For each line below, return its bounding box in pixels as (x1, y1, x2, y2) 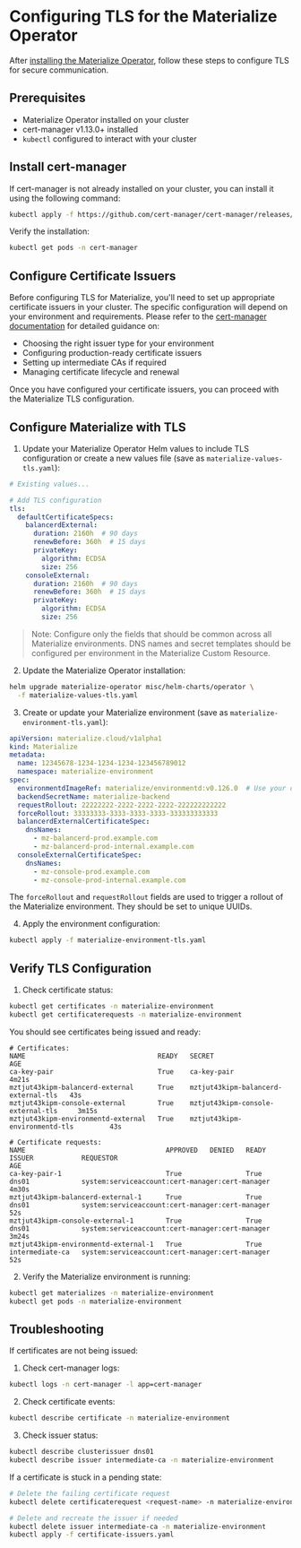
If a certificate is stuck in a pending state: (9, 1472, 162, 1483)
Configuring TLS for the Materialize (9, 6, 278, 27)
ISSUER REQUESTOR (9, 1154, 118, 1163)
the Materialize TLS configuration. (9, 393, 134, 404)
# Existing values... (9, 480, 90, 489)
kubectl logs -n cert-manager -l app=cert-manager (9, 1380, 202, 1389)
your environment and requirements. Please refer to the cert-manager (9, 311, 267, 322)
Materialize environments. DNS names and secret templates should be (30, 638, 291, 649)
